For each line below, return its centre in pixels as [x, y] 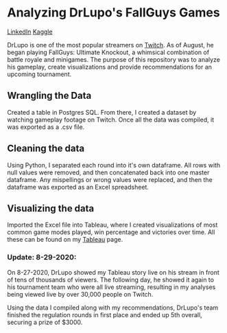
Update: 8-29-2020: [42, 257]
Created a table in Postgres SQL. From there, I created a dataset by [102, 112]
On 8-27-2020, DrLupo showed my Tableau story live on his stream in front [113, 272]
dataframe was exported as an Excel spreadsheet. [78, 187]
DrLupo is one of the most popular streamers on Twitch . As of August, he [110, 45]
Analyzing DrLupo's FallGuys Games [114, 13]
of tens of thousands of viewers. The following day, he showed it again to [111, 279]
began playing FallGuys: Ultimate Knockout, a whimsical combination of [108, 52]
